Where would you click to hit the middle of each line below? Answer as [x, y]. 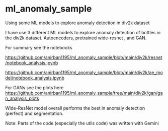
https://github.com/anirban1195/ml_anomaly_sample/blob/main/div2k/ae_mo [84, 72]
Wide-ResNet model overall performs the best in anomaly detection [75, 108]
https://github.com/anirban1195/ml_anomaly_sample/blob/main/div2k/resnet [84, 57]
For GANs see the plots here [34, 87]
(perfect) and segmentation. [34, 113]
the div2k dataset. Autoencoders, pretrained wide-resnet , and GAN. [76, 38]
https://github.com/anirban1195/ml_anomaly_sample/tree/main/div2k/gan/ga [84, 93]
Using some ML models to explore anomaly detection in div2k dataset [77, 23]
